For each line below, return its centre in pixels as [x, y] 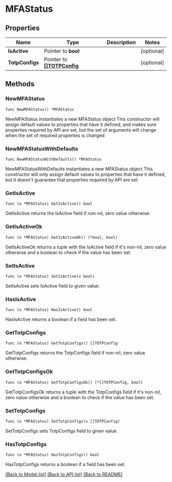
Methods [20, 84]
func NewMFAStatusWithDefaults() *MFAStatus [53, 159]
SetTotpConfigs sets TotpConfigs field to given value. [62, 431]
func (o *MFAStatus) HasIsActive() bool [49, 310]
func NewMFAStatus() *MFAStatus [40, 109]
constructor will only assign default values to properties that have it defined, [85, 174]
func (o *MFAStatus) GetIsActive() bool [49, 204]
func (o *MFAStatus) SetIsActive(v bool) [50, 276]
